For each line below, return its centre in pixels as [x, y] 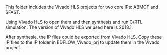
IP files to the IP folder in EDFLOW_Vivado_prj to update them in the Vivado [82, 42]
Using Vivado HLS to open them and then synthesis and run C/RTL [74, 22]
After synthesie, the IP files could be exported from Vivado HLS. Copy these [83, 37]
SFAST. [13, 12]
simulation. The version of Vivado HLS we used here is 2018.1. [69, 27]
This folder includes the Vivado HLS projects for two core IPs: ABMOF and [82, 7]
